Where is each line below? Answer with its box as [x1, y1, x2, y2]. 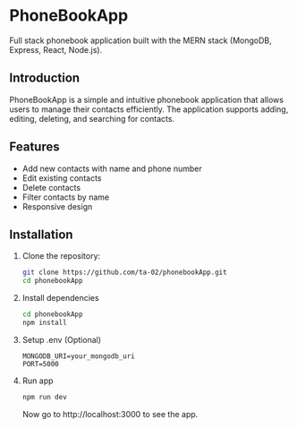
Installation [9, 227, 73, 242]
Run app [21, 375, 54, 386]
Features [9, 140, 60, 155]
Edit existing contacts [21, 172, 102, 184]
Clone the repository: [21, 251, 101, 261]
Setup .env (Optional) [21, 334, 101, 345]
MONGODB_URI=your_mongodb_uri [21, 351, 136, 361]
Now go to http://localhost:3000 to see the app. [21, 408, 199, 419]
